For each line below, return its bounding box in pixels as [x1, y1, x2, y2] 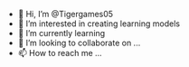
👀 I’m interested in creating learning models [17, 18, 181, 29]
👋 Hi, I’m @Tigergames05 [17, 9, 114, 19]
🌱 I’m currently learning [17, 28, 106, 38]
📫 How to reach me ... [17, 48, 102, 58]
